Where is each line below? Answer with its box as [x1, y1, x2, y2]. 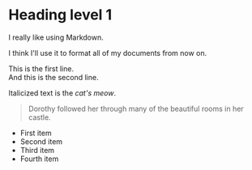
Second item [19, 136, 63, 147]
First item [19, 128, 52, 138]
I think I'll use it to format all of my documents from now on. [8, 48, 207, 57]
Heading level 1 [8, 6, 113, 24]
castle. [28, 112, 51, 122]
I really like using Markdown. [8, 32, 104, 42]
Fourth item [19, 154, 59, 164]
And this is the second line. [8, 72, 99, 82]
